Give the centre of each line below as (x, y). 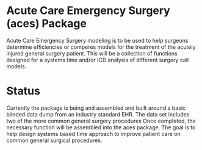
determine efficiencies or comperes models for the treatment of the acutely (101, 47)
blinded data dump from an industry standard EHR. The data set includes (98, 114)
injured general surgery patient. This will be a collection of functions (92, 53)
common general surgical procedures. (54, 140)
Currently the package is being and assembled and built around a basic (96, 108)
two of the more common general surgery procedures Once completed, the (101, 121)
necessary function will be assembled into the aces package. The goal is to (101, 127)
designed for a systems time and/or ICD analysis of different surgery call (98, 60)
